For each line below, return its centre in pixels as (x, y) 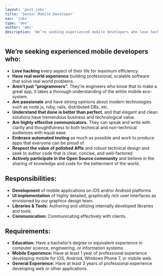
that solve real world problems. (43, 81)
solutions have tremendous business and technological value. (74, 117)
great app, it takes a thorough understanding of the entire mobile (77, 91)
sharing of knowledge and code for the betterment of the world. (76, 163)
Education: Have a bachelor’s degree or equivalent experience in (77, 243)
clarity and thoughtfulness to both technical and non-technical (74, 127)
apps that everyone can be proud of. (49, 143)
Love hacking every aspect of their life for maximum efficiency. (75, 71)
